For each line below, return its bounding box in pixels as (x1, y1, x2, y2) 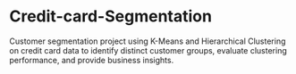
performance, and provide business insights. (9, 54, 174, 65)
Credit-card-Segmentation (9, 6, 213, 27)
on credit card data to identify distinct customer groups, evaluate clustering (9, 45, 288, 55)
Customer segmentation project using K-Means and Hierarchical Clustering (9, 36, 286, 46)
